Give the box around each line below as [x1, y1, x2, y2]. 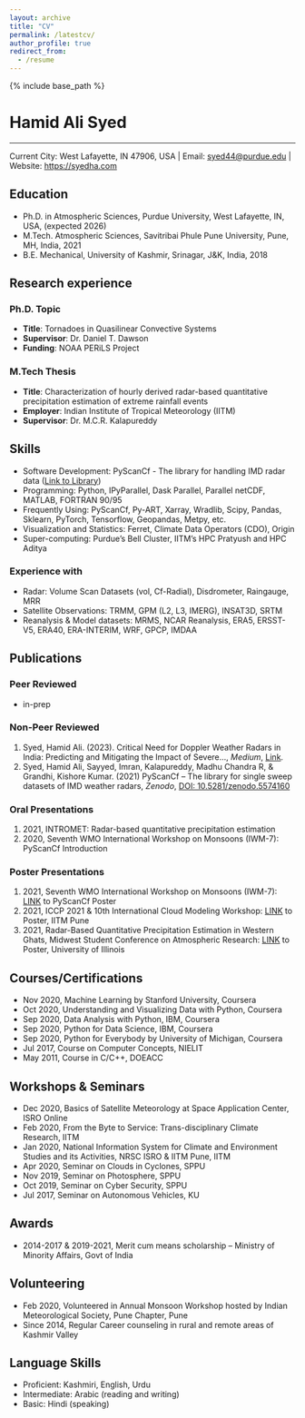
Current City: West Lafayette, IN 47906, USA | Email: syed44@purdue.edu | [9, 151, 292, 162]
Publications [9, 651, 83, 666]
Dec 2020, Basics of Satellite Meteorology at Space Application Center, [22, 1103, 290, 1114]
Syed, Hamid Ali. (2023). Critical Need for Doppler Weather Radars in [22, 742, 281, 753]
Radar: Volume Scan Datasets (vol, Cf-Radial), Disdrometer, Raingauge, [22, 586, 289, 596]
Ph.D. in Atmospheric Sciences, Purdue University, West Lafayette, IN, [22, 211, 285, 222]
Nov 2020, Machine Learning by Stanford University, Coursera [22, 995, 257, 1006]
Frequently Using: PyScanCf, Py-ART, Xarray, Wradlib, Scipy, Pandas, [22, 504, 282, 515]
